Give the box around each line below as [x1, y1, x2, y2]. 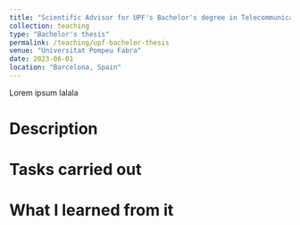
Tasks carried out [9, 160, 142, 179]
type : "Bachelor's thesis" [9, 29, 110, 38]
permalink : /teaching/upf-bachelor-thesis [9, 37, 170, 47]
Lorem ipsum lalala [9, 87, 79, 98]
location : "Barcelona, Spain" [9, 63, 122, 72]
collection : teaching [9, 21, 90, 30]
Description [9, 119, 98, 139]
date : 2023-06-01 [9, 54, 74, 63]
